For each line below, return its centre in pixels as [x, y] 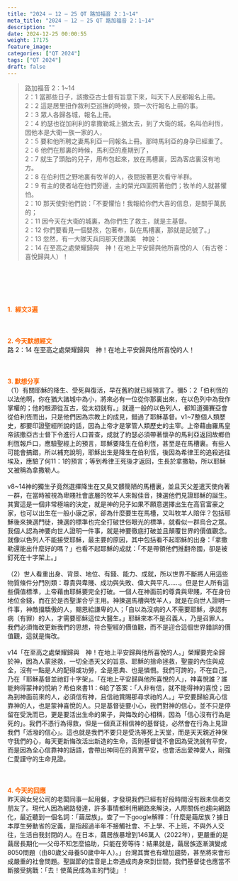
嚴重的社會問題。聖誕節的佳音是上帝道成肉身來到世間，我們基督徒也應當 [119, 861]
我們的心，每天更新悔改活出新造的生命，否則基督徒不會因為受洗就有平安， [122, 741]
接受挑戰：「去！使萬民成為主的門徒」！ [71, 870]
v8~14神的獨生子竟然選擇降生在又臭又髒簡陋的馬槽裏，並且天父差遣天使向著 [119, 486]
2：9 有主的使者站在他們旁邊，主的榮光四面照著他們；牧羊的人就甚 [123, 185]
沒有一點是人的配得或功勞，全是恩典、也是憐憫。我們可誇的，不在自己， [125, 670]
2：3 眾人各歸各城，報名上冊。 [70, 114]
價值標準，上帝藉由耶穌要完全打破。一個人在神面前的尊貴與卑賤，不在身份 [122, 591]
